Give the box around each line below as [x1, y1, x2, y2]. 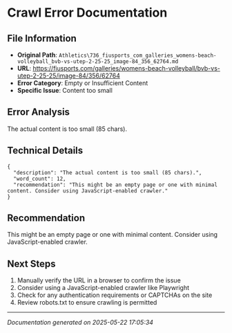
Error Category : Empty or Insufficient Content [17, 79, 148, 87]
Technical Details [7, 145, 84, 156]
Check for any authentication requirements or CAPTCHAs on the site [17, 291, 213, 299]
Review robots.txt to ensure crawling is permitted [17, 298, 157, 307]
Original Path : [17, 51, 57, 59]
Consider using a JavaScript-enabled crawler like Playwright [17, 284, 190, 292]
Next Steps [7, 258, 56, 269]
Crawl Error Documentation [7, 5, 168, 21]
